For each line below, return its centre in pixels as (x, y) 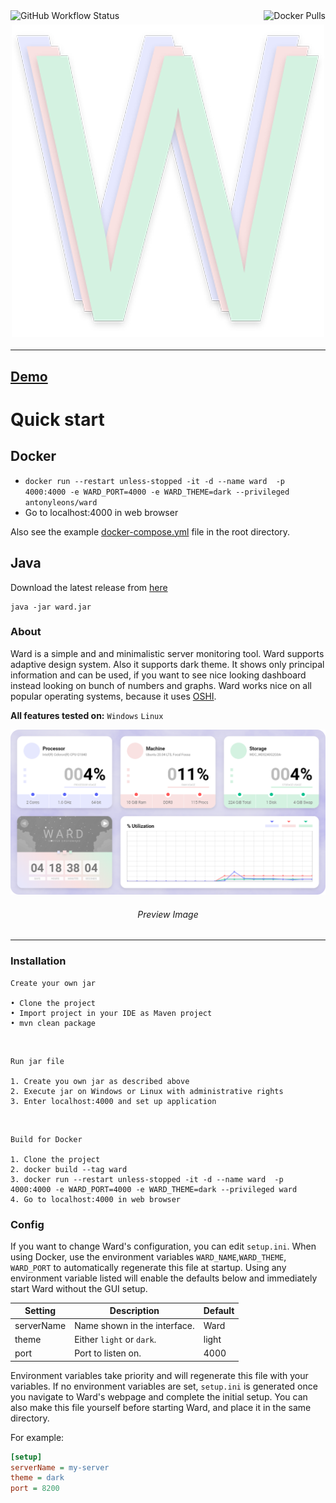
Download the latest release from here (89, 587)
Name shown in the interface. (134, 1325)
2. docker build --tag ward (69, 1169)
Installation (38, 961)
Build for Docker (46, 1139)
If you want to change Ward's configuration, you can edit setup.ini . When (163, 1246)
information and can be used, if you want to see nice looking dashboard (158, 675)
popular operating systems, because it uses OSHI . (113, 696)
